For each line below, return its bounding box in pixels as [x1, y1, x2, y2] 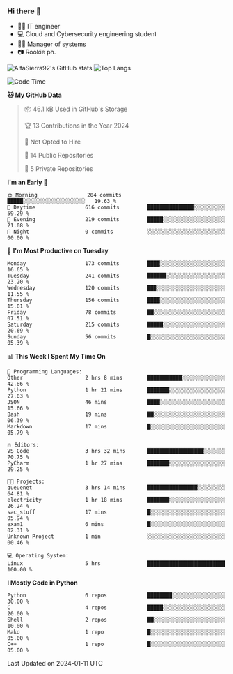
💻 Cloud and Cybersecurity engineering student [17, 30, 157, 38]
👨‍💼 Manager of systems [17, 40, 87, 48]
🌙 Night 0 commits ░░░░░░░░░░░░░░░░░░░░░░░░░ [7, 228, 226, 236]
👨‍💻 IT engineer [17, 22, 61, 31]
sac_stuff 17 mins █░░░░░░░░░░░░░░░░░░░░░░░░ [7, 509, 226, 516]
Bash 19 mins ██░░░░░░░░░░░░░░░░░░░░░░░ [7, 411, 226, 418]
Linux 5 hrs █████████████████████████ [7, 560, 226, 567]
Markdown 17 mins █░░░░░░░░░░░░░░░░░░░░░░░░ [7, 424, 226, 430]
